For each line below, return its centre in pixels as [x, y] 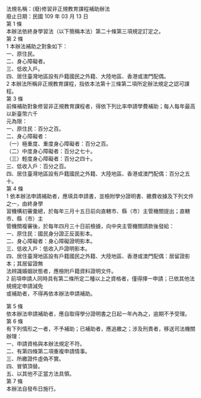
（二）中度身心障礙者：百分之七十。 [51, 151]
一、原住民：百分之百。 [35, 129]
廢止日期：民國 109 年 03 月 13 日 [47, 16]
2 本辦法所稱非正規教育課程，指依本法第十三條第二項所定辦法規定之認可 [95, 84]
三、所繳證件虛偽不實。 [35, 359]
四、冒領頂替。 [25, 366]
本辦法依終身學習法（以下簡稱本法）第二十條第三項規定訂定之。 [85, 31]
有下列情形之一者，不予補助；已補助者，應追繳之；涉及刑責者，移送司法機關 [101, 329]
